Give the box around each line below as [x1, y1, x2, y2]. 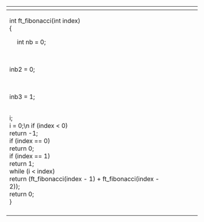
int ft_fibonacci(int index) [9, 16, 81, 25]
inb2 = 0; [9, 65, 35, 74]
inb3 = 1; [9, 92, 35, 101]
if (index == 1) [9, 152, 50, 160]
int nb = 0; [17, 38, 46, 46]
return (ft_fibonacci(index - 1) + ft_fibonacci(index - [9, 175, 160, 183]
